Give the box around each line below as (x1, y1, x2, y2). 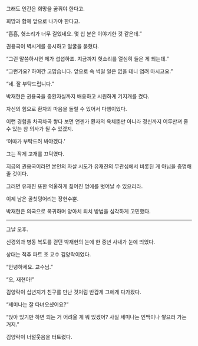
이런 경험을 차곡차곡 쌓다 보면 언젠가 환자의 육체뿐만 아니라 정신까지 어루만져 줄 (6, 118, 189, 125)
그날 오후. (6, 226, 28, 233)
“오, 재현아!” (6, 276, 34, 283)
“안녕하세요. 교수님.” (6, 263, 53, 270)
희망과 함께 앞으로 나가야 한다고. (6, 18, 81, 25)
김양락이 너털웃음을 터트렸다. (6, 334, 72, 340)
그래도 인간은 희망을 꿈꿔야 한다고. (6, 5, 85, 12)
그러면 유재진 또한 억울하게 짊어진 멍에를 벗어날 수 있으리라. (6, 183, 143, 190)
